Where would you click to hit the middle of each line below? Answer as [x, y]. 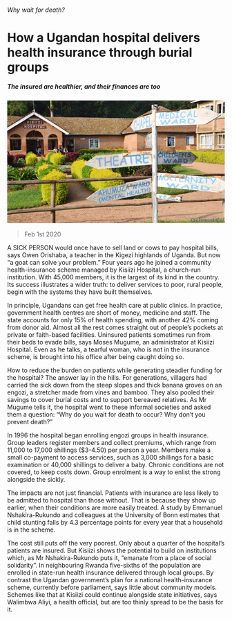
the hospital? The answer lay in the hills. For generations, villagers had [107, 378]
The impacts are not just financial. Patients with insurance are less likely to [113, 493]
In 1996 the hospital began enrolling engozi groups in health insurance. [108, 435]
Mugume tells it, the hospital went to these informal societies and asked [109, 407]
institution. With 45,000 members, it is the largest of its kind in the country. [113, 277]
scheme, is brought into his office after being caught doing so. [96, 357]
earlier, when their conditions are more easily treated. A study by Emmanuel [115, 508]
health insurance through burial [100, 52]
